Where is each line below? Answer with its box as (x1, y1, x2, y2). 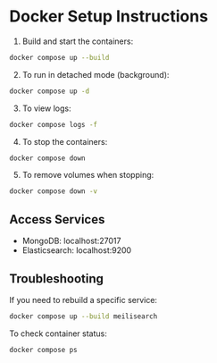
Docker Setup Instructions (9, 6, 208, 27)
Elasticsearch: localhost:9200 (21, 245, 132, 256)
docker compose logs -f (9, 120, 98, 129)
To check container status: (9, 328, 107, 339)
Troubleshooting (9, 271, 104, 286)
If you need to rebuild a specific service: (9, 294, 158, 305)
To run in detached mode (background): (21, 69, 170, 80)
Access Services (9, 212, 105, 227)
